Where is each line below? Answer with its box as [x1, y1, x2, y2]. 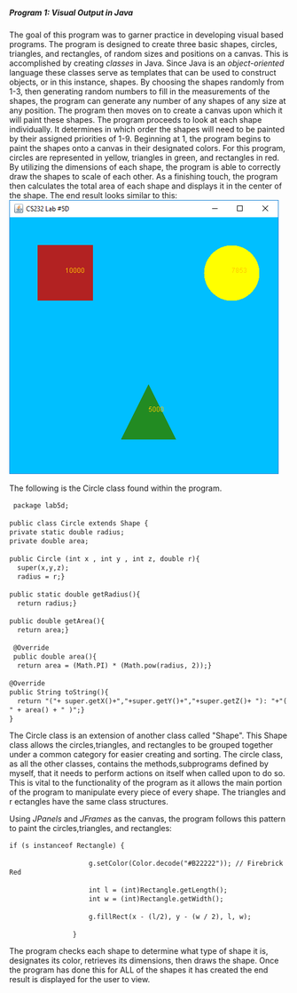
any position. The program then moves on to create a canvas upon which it [9, 105, 283, 116]
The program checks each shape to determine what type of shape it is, [9, 945, 269, 956]
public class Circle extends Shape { [9, 518, 149, 528]
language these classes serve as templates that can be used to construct [9, 67, 277, 77]
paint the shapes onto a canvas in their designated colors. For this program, [9, 142, 285, 153]
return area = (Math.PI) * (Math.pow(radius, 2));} [17, 661, 213, 670]
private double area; [9, 536, 90, 546]
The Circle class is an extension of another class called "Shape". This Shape [9, 730, 288, 741]
